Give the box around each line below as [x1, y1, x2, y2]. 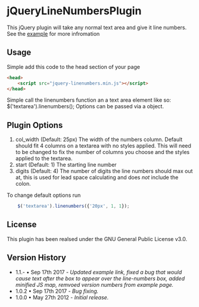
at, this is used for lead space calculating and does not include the [15, 174, 179, 181]
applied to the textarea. [15, 155, 73, 162]
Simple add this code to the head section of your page [7, 63, 141, 70]
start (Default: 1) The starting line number [15, 161, 117, 168]
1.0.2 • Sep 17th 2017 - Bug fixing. [15, 287, 99, 295]
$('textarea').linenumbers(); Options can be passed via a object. [7, 103, 164, 110]
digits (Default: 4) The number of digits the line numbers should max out [15, 168, 193, 175]
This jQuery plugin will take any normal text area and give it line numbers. [7, 24, 187, 31]
